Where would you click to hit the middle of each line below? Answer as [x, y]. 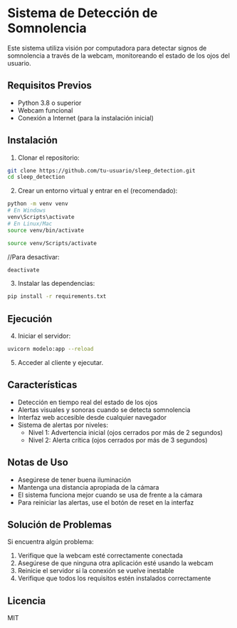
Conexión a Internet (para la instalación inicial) [86, 118]
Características [42, 385]
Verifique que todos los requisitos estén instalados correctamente [114, 578]
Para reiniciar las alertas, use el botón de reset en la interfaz [106, 502]
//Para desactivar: [33, 257]
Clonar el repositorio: [48, 158]
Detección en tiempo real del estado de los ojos [88, 402]
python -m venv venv [38, 204]
